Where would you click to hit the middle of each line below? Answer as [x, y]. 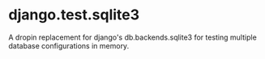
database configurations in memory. [69, 45]
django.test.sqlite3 [74, 15]
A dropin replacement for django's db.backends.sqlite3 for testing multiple [132, 37]
